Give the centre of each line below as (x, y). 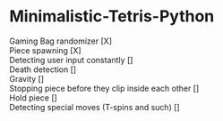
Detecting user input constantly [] (71, 60)
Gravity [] (27, 78)
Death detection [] (43, 69)
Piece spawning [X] (46, 50)
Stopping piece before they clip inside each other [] (104, 88)
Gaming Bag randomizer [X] (60, 41)
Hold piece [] (34, 97)
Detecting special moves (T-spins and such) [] (95, 107)
